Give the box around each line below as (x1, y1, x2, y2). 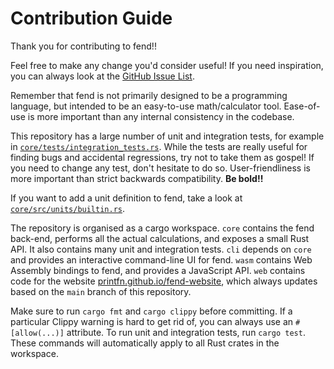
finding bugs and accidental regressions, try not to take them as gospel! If (10, 151, 315, 163)
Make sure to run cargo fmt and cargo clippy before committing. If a (10, 305, 293, 317)
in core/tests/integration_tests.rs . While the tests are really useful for (10, 140, 308, 152)
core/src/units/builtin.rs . (10, 202, 126, 214)
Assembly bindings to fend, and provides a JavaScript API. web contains (10, 264, 306, 276)
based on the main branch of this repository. (10, 285, 192, 297)
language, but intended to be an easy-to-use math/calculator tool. (10, 100, 282, 112)
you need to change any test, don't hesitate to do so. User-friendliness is (10, 162, 311, 174)
